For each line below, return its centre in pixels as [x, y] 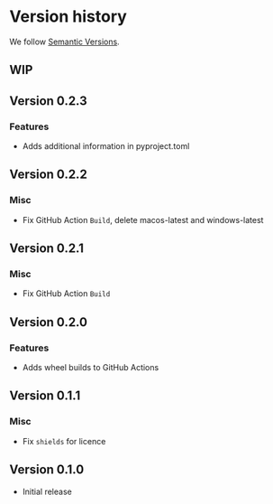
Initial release [47, 491]
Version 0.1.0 [47, 470]
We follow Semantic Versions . [64, 42]
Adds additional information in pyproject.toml [106, 146]
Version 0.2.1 [46, 249]
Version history [68, 17]
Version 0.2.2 [48, 175]
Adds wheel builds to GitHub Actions [91, 368]
